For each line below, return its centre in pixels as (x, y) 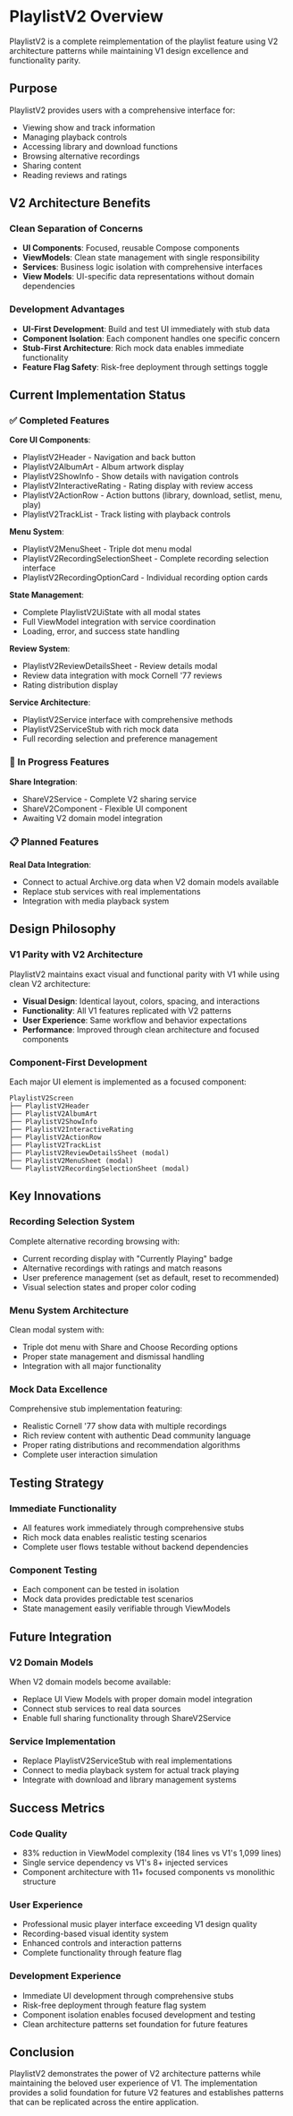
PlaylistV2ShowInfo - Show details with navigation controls (130, 476)
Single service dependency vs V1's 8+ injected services (125, 1862)
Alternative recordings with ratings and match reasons (122, 1268)
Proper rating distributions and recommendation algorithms (131, 1445)
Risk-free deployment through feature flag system (114, 2005)
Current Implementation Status (97, 395)
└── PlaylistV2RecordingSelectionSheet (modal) (100, 1169)
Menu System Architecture (69, 1310)
